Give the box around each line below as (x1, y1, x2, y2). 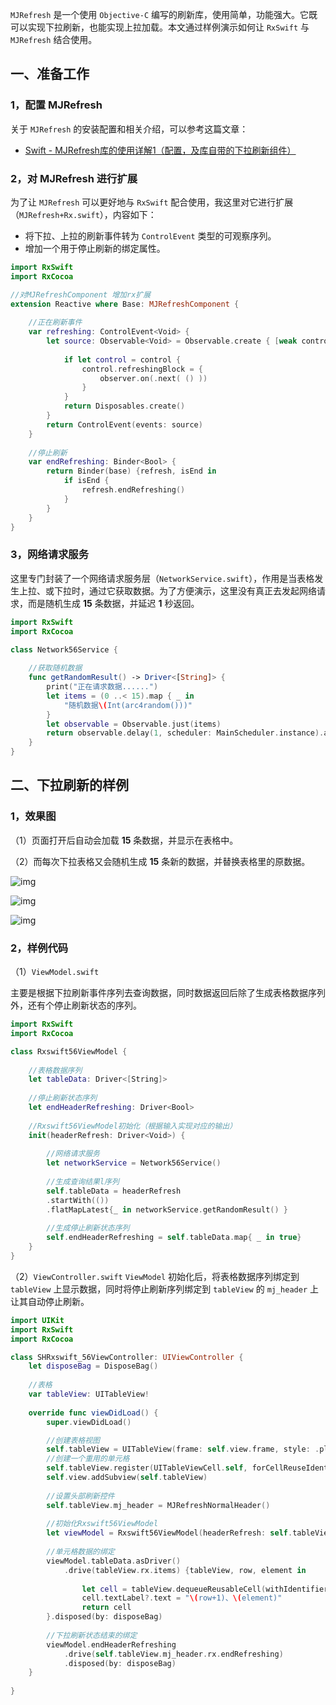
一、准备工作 (10, 66, 90, 83)
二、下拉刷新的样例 (10, 777, 129, 794)
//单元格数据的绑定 (46, 1547, 115, 1557)
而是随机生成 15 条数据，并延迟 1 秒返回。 (27, 597, 200, 609)
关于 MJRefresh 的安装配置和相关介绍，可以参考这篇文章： (10, 123, 249, 135)
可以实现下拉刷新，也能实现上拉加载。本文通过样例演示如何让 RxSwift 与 (10, 21, 310, 33)
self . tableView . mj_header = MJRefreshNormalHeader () (46, 1500, 271, 1510)
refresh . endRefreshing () (81, 485, 186, 495)
